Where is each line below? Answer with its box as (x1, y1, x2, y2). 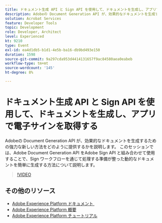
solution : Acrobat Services (5, 16, 62, 21)
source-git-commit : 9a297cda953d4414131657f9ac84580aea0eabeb (5, 57, 133, 61)
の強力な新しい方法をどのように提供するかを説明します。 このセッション (5, 144, 149, 149)
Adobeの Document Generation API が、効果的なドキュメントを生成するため (5, 137, 157, 143)
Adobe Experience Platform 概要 (12, 207, 77, 212)
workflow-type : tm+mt (5, 61, 49, 66)
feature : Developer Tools (5, 20, 57, 26)
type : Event (5, 43, 29, 48)
